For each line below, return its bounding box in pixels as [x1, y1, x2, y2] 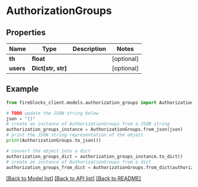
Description [72, 45, 106, 53]
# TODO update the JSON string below [6, 110, 99, 116]
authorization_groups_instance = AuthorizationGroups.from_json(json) [6, 127, 183, 132]
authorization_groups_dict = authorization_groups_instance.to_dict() [6, 154, 183, 159]
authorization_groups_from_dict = [6, 164, 91, 171]
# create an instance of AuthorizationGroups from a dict [6, 159, 151, 165]
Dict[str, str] [31, 64, 67, 72]
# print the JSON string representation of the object [6, 132, 144, 138]
